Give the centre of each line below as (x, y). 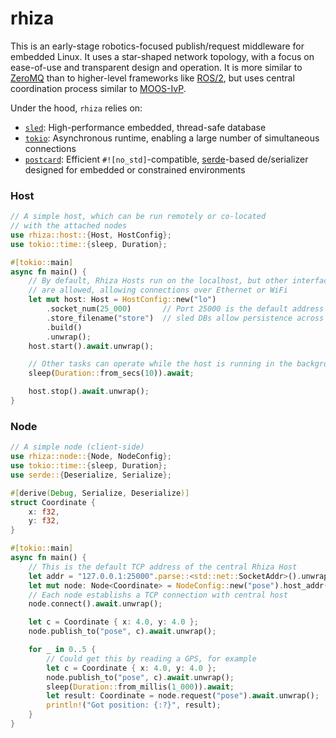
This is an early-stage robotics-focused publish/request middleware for (157, 46)
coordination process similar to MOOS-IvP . (98, 88)
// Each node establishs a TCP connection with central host (158, 595)
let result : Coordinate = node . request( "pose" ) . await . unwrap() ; (183, 696)
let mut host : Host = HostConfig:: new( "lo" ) (122, 300)
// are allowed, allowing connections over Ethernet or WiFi (158, 290)
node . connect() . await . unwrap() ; (95, 604)
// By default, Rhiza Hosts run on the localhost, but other (158, 281)
